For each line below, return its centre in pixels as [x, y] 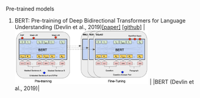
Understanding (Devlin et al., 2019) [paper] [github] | [80, 27]
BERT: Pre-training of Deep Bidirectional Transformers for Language [100, 20]
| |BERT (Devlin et [172, 82]
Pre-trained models [30, 9]
